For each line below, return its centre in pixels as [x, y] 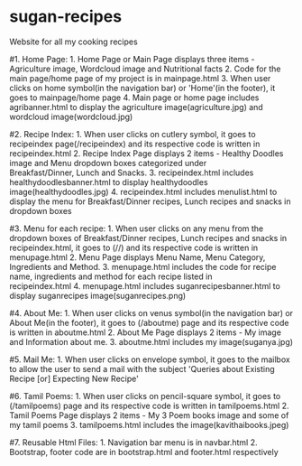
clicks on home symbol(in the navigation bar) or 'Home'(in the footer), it [142, 88]
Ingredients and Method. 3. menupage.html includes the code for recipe [143, 266]
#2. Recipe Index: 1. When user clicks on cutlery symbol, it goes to [133, 134]
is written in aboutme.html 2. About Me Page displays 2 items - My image [146, 332]
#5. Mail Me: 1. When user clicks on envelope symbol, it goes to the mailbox [150, 359]
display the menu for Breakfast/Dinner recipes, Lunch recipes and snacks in [150, 201]
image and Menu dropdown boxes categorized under [108, 163]
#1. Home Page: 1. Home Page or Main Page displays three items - [132, 59]
